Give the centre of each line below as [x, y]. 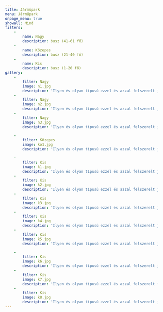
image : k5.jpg [37, 239]
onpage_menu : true [24, 18]
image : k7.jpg [37, 279]
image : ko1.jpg [38, 145]
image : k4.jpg [37, 221]
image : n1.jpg [37, 86]
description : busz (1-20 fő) [52, 68]
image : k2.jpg [37, 185]
